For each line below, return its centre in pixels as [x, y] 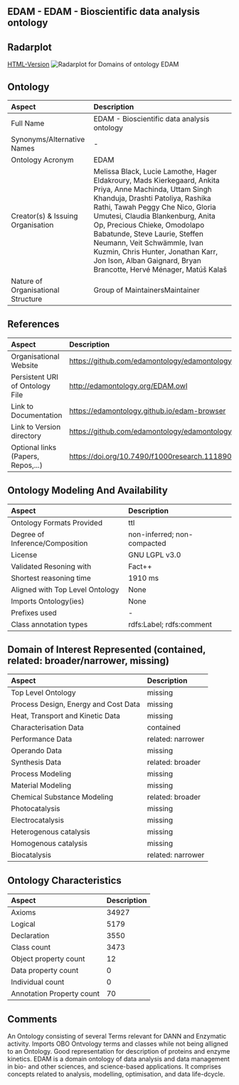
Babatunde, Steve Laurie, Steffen [149, 234]
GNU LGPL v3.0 [154, 554]
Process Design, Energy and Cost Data [76, 704]
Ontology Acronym [42, 160]
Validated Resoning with [51, 566]
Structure [27, 299]
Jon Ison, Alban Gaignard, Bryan [147, 261]
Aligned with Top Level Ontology [65, 589]
